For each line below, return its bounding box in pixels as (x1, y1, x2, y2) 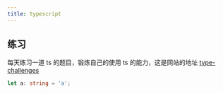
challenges (7, 66, 40, 75)
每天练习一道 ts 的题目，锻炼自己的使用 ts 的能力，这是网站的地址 (7, 58, 198, 67)
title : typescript (7, 10, 61, 18)
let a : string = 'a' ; (7, 80, 71, 87)
